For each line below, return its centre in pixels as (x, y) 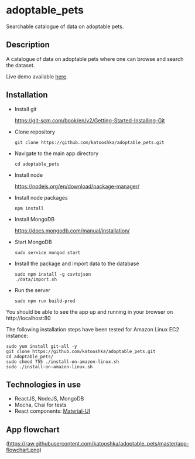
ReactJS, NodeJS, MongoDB (49, 399)
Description (28, 45)
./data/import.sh (36, 279)
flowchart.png (23, 450)
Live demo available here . (37, 76)
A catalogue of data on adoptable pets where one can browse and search (95, 59)
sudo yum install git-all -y (42, 346)
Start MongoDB (33, 242)
